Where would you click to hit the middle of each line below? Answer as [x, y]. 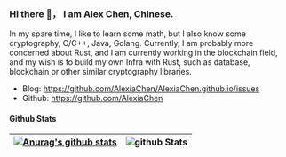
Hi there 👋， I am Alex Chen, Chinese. [91, 13]
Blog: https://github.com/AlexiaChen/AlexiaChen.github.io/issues [141, 89]
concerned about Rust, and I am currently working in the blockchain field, [143, 53]
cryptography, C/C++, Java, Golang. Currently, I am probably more [131, 43]
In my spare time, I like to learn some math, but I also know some [128, 34]
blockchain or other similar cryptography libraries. [101, 72]
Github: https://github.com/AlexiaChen [92, 98]
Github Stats [33, 118]
